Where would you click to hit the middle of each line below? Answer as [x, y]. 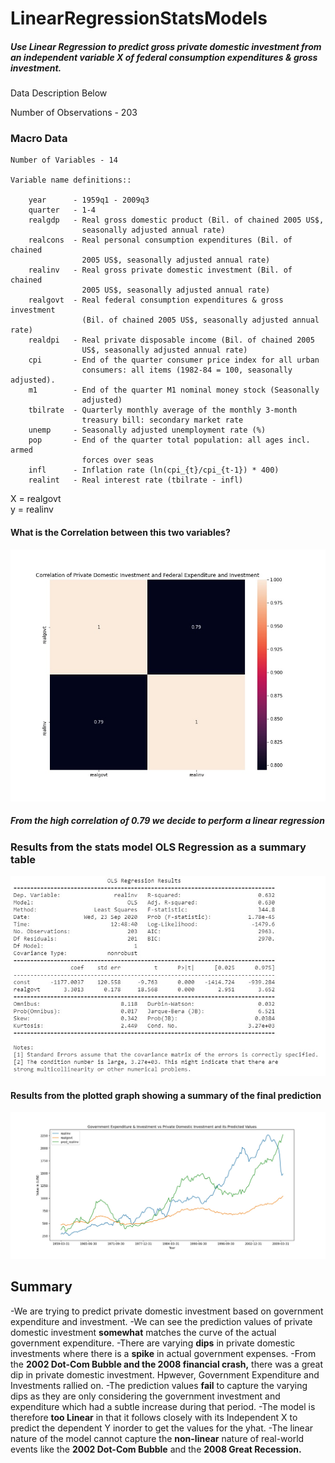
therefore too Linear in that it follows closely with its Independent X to [154, 1417]
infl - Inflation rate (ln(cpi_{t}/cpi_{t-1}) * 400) [154, 470]
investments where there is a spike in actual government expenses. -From [163, 1353]
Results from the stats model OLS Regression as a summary [158, 847]
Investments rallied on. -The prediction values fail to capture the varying [159, 1385]
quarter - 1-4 [62, 210]
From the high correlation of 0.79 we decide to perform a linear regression [167, 821]
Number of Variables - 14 [64, 160]
